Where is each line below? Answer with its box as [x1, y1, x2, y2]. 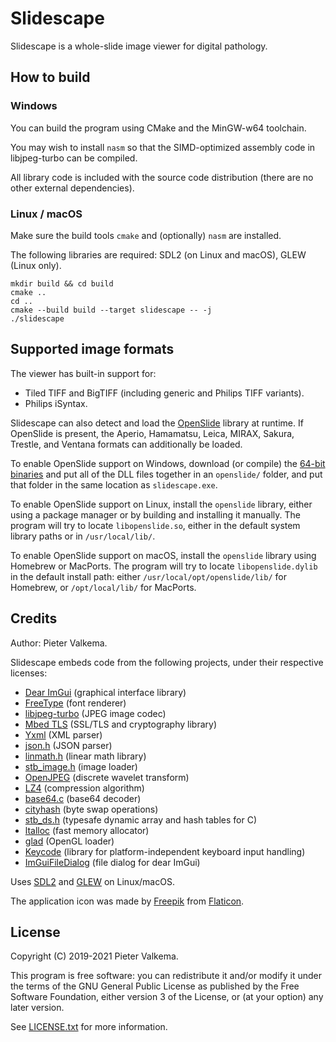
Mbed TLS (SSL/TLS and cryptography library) [24, 718, 217, 730]
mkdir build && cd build [10, 278, 114, 289]
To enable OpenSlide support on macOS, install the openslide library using [10, 549, 317, 561]
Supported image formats [10, 341, 175, 358]
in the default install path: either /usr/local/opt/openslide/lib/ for [10, 570, 287, 582]
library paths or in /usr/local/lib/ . [10, 530, 156, 542]
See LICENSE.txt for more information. [10, 1021, 168, 1033]
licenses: [10, 667, 48, 679]
